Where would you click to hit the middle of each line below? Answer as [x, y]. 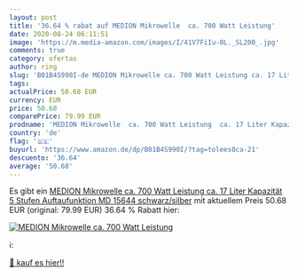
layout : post [33, 17]
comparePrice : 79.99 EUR [55, 116]
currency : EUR [35, 100]
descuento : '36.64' [45, 158]
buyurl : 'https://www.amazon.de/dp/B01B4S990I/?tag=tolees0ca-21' [134, 149]
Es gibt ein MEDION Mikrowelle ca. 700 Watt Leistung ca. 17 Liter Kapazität [146, 191]
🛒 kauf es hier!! [37, 263]
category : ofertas [43, 59]
